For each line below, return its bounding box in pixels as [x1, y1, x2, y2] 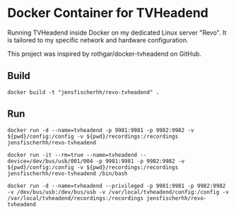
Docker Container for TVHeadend [7, 5, 208, 21]
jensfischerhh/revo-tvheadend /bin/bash [7, 170, 129, 177]
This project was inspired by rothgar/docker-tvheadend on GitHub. [7, 49, 201, 58]
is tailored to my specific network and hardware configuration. [7, 35, 189, 44]
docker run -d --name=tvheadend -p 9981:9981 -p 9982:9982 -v [7, 126, 194, 133]
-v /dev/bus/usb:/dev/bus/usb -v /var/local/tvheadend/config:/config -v [7, 189, 230, 196]
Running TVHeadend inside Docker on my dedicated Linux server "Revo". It [7, 28, 227, 37]
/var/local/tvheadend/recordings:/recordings [7, 194, 143, 202]
